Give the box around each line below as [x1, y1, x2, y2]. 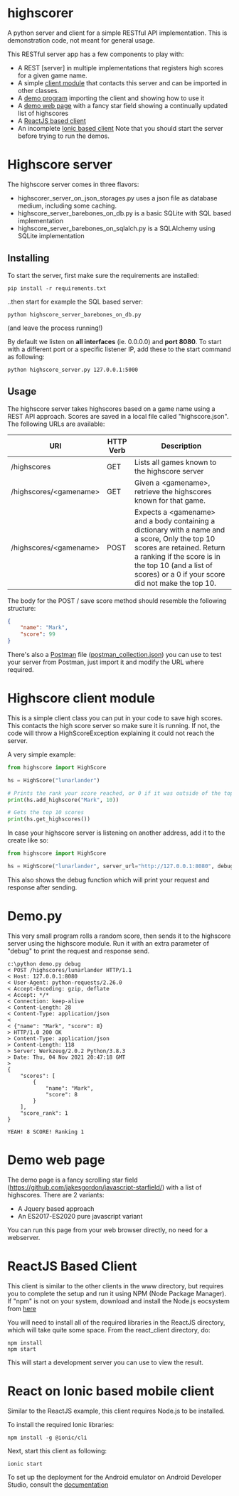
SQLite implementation [17, 231, 85, 240]
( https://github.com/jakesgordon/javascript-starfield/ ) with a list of [7, 1182, 202, 1192]
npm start [7, 1345, 37, 1352]
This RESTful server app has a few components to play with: [7, 50, 184, 58]
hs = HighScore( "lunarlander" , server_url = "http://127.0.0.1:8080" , [7, 862, 215, 870]
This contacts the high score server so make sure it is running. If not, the [7, 721, 221, 730]
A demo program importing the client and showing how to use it [17, 94, 205, 102]
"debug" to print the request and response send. [7, 946, 150, 955]
